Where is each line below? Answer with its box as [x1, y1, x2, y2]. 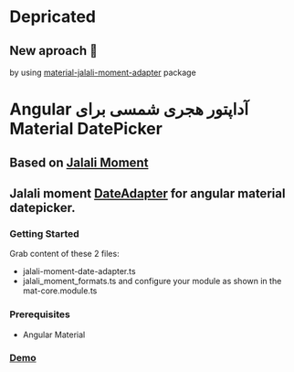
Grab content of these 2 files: [9, 249, 121, 260]
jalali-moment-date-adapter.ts [22, 266, 136, 277]
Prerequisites [9, 308, 70, 321]
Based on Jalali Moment [9, 154, 149, 170]
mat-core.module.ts [22, 285, 98, 296]
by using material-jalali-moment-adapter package [9, 67, 196, 78]
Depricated [9, 6, 96, 27]
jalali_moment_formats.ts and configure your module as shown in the [22, 276, 282, 287]
